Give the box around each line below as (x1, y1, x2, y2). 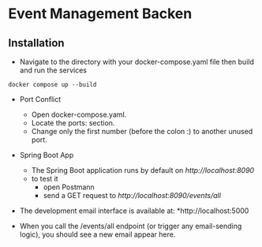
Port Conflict (19, 95, 62, 103)
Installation (8, 36, 65, 50)
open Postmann (43, 182, 95, 192)
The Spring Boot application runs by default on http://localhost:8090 (31, 166, 255, 174)
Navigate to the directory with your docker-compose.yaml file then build (19, 57, 255, 66)
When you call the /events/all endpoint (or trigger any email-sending (19, 222, 242, 230)
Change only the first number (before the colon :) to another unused (31, 127, 253, 136)
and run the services (19, 65, 88, 75)
